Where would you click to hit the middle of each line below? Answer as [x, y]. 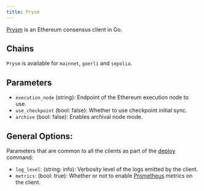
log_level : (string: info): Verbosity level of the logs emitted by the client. [107, 170]
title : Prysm [23, 12]
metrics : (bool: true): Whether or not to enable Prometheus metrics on [104, 176]
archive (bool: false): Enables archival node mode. [79, 117]
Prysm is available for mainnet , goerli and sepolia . [69, 63]
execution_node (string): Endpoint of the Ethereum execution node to [102, 97]
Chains [20, 49]
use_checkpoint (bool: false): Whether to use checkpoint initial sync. [101, 110]
